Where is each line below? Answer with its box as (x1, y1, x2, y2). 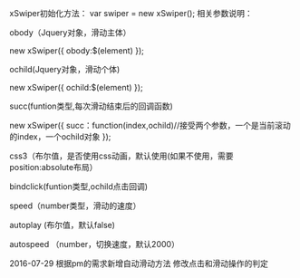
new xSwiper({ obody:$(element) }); (9, 45, 145, 56)
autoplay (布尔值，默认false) (9, 220, 116, 230)
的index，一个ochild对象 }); (9, 131, 111, 142)
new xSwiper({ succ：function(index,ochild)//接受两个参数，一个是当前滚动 (9, 120, 292, 130)
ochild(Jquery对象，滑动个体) (9, 64, 121, 74)
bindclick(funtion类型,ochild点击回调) (9, 181, 148, 192)
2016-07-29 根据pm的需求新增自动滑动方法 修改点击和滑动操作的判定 (9, 258, 269, 269)
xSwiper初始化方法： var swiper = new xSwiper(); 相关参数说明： (9, 8, 254, 18)
